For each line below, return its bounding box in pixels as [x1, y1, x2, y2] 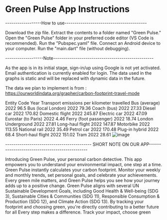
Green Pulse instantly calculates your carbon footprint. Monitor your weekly [5, 167, 161, 173]
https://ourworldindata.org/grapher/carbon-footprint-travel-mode [5, 90, 140, 96]
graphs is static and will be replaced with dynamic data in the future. [5, 75, 146, 81]
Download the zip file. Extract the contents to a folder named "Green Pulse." [5, 29, 162, 35]
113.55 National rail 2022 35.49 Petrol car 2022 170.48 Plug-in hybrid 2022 [5, 126, 159, 132]
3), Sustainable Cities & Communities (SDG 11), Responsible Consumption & [5, 193, 160, 199]
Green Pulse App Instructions [5, 3, 130, 15]
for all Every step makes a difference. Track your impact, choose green [5, 209, 151, 215]
